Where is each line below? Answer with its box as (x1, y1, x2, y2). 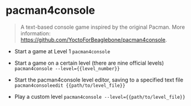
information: (20, 29, 51, 37)
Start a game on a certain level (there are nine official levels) (14, 59, 164, 66)
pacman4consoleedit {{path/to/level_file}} (14, 82, 126, 89)
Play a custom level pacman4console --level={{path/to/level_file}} (14, 93, 186, 100)
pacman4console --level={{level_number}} (14, 65, 120, 72)
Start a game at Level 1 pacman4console (14, 47, 111, 54)
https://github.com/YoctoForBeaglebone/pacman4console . (20, 36, 167, 43)
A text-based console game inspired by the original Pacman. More (20, 23, 185, 31)
